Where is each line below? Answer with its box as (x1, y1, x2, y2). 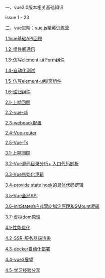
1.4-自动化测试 (5, 67, 36, 73)
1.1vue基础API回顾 (5, 36, 42, 41)
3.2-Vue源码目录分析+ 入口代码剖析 (5, 161, 79, 167)
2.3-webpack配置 (5, 120, 42, 125)
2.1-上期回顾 (5, 99, 31, 105)
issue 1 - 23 (5, 15, 29, 20)
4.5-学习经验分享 (5, 267, 41, 273)
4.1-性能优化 (5, 225, 31, 230)
